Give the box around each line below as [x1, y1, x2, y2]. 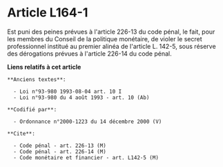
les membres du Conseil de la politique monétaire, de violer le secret [7, 34, 202, 43]
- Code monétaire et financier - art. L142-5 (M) [13, 154, 159, 161]
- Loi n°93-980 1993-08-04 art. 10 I [13, 88, 122, 95]
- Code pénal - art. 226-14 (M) [13, 148, 107, 155]
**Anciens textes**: [7, 76, 67, 83]
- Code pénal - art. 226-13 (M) [13, 142, 107, 149]
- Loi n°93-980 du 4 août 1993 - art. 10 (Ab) [13, 94, 150, 101]
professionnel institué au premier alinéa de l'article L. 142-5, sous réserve [7, 42, 216, 50]
